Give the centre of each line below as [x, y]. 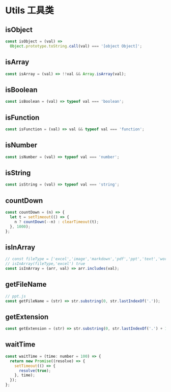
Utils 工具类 [30, 10]
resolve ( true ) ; [35, 371]
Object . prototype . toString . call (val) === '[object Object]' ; [76, 46]
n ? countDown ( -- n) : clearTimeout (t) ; [57, 222]
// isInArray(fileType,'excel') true [45, 264]
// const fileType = [27, 259]
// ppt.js [16, 296]
